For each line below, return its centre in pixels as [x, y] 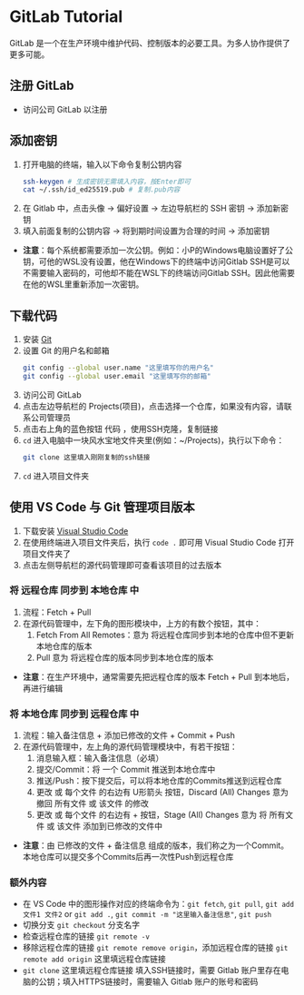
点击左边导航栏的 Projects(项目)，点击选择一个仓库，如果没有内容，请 [153, 406]
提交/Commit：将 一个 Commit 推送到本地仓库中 [126, 770]
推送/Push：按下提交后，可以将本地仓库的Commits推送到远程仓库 [159, 781]
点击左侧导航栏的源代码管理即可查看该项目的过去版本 [122, 565]
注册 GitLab [42, 86]
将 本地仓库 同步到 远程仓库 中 [74, 714]
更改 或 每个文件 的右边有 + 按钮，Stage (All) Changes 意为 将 [152, 815]
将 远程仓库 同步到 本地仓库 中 [74, 590]
